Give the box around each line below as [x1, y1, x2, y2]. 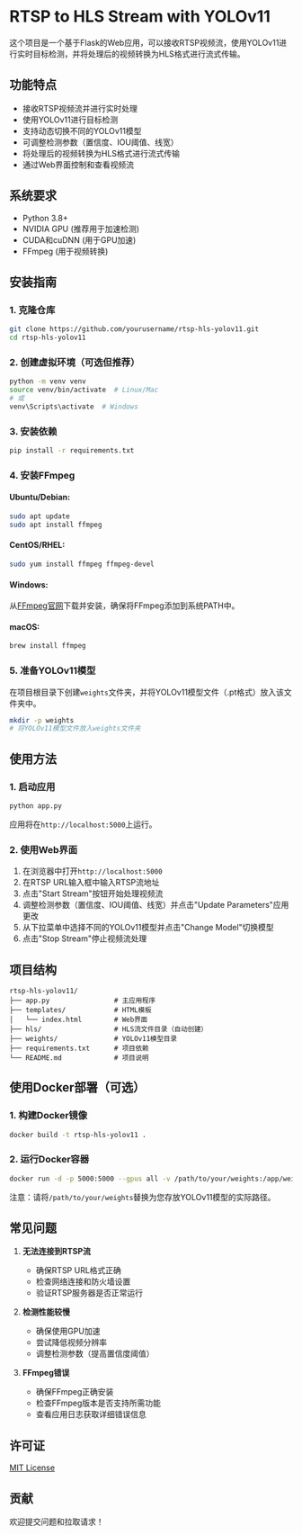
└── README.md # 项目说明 [9, 1053, 150, 1063]
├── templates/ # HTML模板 [9, 1005, 152, 1014]
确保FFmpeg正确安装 [35, 1387, 114, 1397]
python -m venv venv [9, 377, 87, 386]
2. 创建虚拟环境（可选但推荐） [9, 355, 140, 368]
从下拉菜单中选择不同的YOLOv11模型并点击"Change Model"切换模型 [22, 922, 274, 933]
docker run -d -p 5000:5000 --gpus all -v [9, 1174, 171, 1183]
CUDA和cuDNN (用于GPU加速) [22, 234, 137, 245]
